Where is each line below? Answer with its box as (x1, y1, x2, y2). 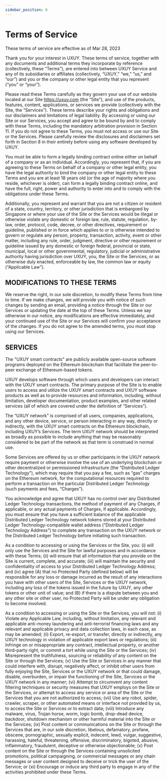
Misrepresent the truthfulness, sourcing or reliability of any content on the (5, 652, 157, 658)
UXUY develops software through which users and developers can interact (5, 377, 159, 383)
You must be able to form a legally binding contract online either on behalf (5, 154, 158, 159)
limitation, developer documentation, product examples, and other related (5, 398, 156, 404)
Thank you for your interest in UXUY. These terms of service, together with (5, 55, 160, 61)
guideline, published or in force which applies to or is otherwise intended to (5, 227, 160, 233)
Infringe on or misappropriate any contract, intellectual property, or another (5, 642, 160, 648)
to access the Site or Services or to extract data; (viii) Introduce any (5, 706, 144, 712)
